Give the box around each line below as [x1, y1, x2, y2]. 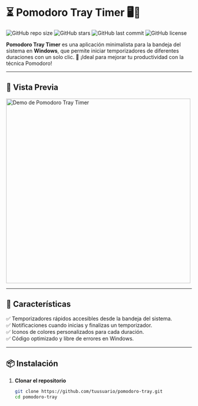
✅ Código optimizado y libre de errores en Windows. [6, 334, 134, 342]
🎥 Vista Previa [6, 82, 59, 93]
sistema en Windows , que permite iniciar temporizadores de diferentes [6, 47, 179, 54]
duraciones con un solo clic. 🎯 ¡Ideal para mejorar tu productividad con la [6, 53, 184, 60]
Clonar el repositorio [14, 377, 67, 384]
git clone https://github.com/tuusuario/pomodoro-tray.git [14, 389, 163, 395]
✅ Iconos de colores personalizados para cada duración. [6, 328, 144, 335]
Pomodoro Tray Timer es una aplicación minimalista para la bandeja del [6, 41, 181, 48]
